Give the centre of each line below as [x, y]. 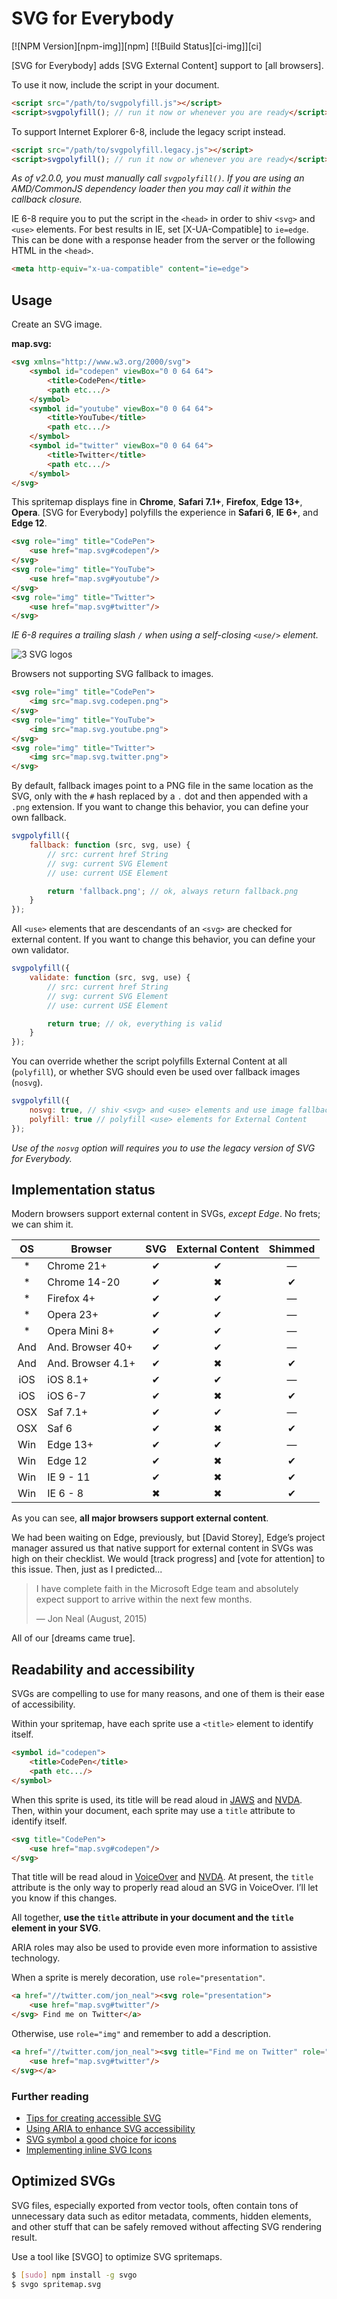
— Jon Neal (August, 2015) [91, 1619]
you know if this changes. [64, 1898]
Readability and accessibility [103, 1669]
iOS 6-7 [67, 1396]
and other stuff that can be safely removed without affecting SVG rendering [167, 2226]
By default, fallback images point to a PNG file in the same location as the [162, 786]
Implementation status [83, 1190]
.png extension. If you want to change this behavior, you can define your [160, 807]
